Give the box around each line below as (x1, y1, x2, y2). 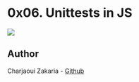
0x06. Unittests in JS (7, 5, 133, 21)
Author (7, 48, 39, 60)
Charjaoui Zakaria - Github (7, 67, 85, 75)
